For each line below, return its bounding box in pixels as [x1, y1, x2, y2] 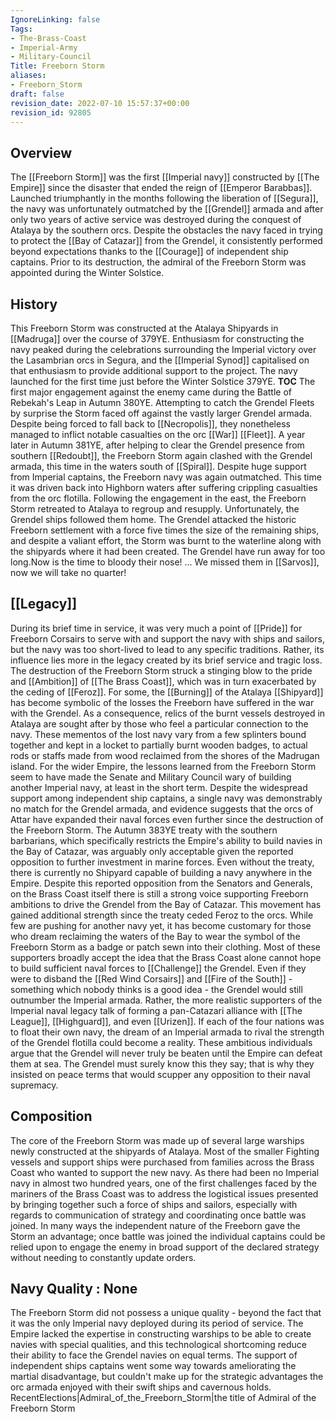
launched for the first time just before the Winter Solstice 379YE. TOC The [10, 376, 316, 387]
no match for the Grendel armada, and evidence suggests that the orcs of [10, 802, 314, 815]
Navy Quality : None [10, 1281, 138, 1298]
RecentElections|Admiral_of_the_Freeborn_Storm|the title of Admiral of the [10, 1392, 317, 1404]
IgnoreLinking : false [10, 14, 101, 25]
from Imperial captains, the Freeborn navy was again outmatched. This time [10, 471, 322, 483]
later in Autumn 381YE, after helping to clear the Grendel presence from [10, 439, 305, 451]
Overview [10, 144, 73, 161]
